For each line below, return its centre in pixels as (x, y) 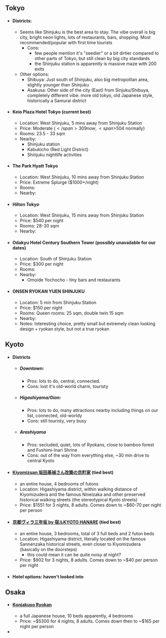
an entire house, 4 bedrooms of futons (59, 483)
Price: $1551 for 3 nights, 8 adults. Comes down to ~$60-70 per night (90, 505)
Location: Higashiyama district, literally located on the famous (83, 539)
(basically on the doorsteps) (48, 549)
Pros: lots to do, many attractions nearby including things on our (93, 410)
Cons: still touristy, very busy (57, 421)
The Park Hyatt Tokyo (35, 166)
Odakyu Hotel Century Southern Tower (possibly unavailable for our (84, 242)
